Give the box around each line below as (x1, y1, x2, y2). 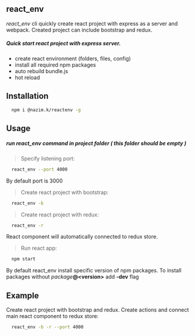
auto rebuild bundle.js (14, 67, 68, 74)
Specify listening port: (20, 155, 76, 162)
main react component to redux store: (6, 313, 99, 320)
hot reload (14, 74, 40, 81)
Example (6, 290, 39, 300)
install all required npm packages (14, 61, 96, 68)
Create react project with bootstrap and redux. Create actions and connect (6, 306, 189, 313)
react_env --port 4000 (11, 166, 68, 172)
